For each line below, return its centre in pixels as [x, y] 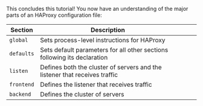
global [19, 40]
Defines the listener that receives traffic [96, 85]
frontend [22, 85]
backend [20, 94]
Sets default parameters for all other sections [104, 50]
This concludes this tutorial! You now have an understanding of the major [97, 9]
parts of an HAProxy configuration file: [54, 15]
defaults [22, 54]
